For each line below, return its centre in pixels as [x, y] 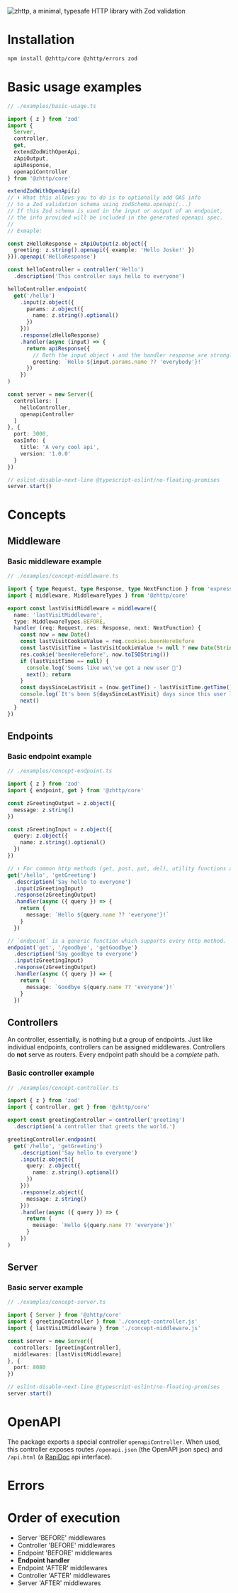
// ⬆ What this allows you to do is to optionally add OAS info [104, 198]
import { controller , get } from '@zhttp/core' [79, 1107]
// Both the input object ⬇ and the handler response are [120, 355]
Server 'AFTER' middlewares [59, 1583]
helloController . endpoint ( [47, 289]
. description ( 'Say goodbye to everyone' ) [76, 954]
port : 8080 [30, 1368]
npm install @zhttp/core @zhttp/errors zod [73, 58]
